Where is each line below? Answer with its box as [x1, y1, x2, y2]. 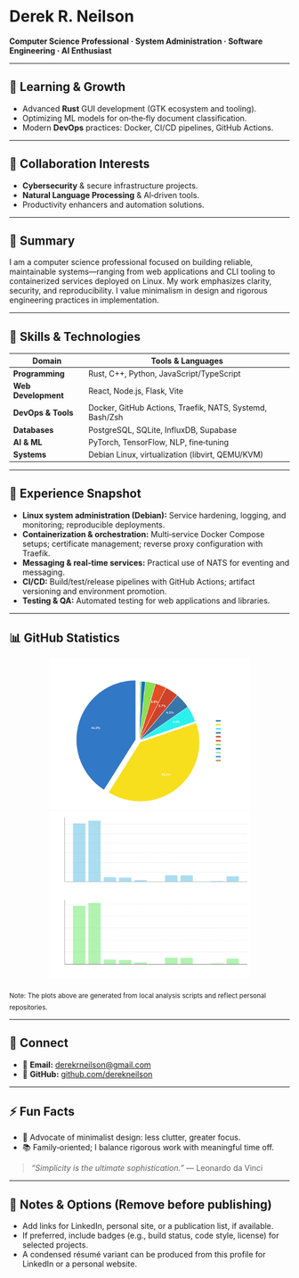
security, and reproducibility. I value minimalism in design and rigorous [9, 286, 268, 296]
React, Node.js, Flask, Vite [88, 386, 184, 396]
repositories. [9, 1002, 48, 1012]
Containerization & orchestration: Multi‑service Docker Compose [21, 528, 265, 539]
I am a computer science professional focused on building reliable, [9, 257, 254, 268]
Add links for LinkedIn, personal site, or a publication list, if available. [21, 1221, 274, 1232]
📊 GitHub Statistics [9, 630, 120, 645]
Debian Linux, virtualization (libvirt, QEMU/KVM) [88, 449, 264, 461]
